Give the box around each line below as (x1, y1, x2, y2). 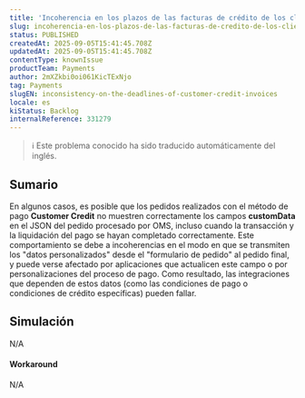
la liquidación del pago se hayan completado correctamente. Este (9, 229, 254, 241)
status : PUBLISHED (9, 30, 79, 39)
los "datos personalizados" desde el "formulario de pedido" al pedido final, (9, 249, 290, 260)
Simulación (9, 314, 74, 330)
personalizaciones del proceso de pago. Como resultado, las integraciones (9, 268, 290, 279)
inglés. (31, 151, 57, 162)
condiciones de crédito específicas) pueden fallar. (9, 287, 197, 298)
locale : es (9, 97, 51, 107)
